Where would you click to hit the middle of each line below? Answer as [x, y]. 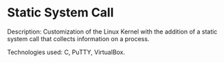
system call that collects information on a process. [78, 38]
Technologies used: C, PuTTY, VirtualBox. [66, 52]
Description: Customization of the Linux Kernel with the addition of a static [112, 32]
